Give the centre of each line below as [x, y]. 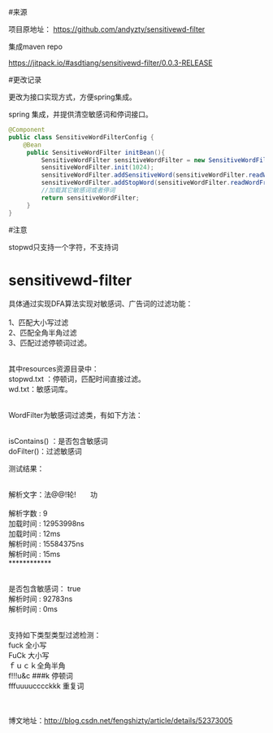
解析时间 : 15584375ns [46, 544]
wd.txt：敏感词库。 [40, 389]
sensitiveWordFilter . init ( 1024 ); [97, 168]
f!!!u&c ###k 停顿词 [41, 676]
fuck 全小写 [28, 645]
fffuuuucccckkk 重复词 [46, 686]
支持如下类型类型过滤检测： [55, 635]
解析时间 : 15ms [35, 554]
